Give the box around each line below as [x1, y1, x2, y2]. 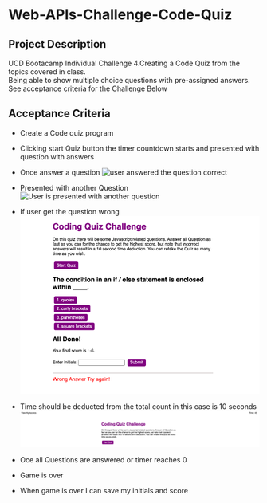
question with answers [19, 151, 94, 161]
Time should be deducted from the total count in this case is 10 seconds [19, 402, 257, 411]
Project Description [8, 37, 107, 51]
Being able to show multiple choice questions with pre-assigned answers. [8, 76, 251, 84]
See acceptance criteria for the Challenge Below [8, 84, 167, 93]
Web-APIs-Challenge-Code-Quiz [8, 6, 233, 24]
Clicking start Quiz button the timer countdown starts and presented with [19, 143, 260, 153]
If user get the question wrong [19, 206, 120, 216]
